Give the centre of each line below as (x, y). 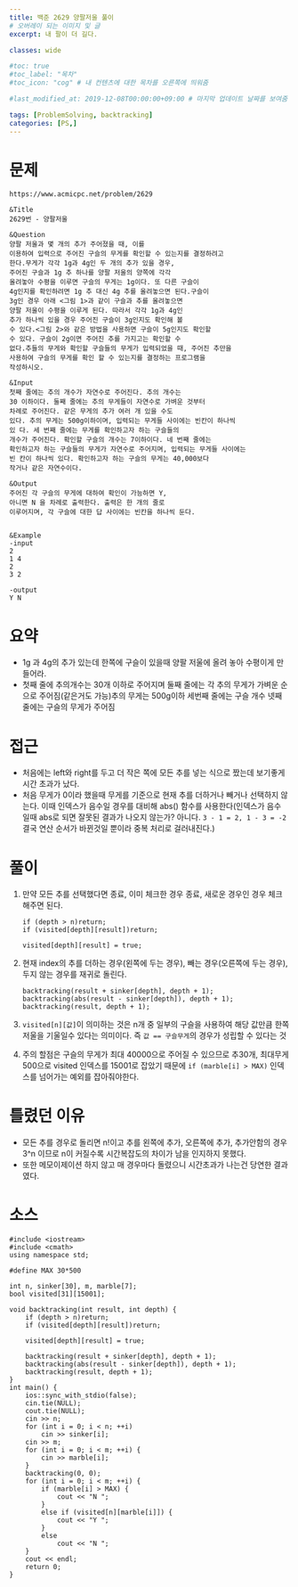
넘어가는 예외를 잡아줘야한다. (89, 1077)
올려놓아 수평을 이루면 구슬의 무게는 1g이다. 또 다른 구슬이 (105, 282)
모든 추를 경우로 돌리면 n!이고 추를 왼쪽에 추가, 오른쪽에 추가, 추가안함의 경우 (154, 1142)
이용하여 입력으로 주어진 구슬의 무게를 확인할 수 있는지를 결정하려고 (117, 254)
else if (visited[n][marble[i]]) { (107, 1513)
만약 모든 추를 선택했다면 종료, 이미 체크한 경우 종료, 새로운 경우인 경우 (144, 894)
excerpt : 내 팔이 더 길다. (53, 34)
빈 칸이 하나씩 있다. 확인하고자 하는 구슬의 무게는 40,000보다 (109, 459)
